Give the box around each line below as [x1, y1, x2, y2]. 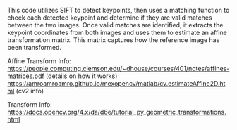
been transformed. [7, 44, 62, 51]
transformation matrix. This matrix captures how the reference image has [7, 36, 220, 44]
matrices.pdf [7, 72, 44, 80]
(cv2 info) [16, 87, 44, 95]
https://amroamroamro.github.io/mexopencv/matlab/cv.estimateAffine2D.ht [7, 79, 226, 87]
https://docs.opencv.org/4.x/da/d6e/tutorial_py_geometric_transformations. [7, 108, 227, 116]
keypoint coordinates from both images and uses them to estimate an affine [7, 28, 227, 37]
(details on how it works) [45, 72, 118, 80]
